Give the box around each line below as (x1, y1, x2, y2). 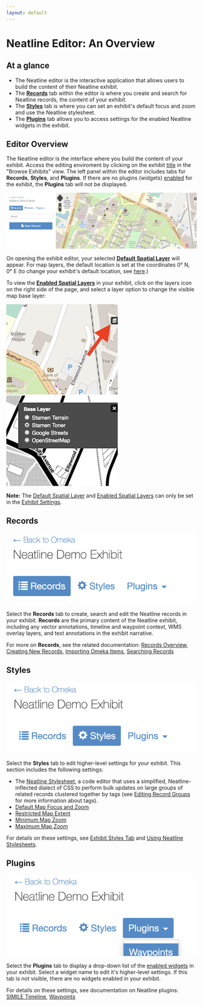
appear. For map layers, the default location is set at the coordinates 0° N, (6, 261, 190, 268)
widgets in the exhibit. (14, 122, 71, 129)
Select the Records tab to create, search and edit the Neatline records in (6, 611, 187, 617)
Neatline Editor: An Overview (6, 36, 155, 50)
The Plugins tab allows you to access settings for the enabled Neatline (14, 115, 192, 122)
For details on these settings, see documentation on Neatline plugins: (6, 986, 179, 994)
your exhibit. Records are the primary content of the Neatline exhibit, (6, 617, 178, 624)
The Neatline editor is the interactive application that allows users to (14, 76, 184, 84)
